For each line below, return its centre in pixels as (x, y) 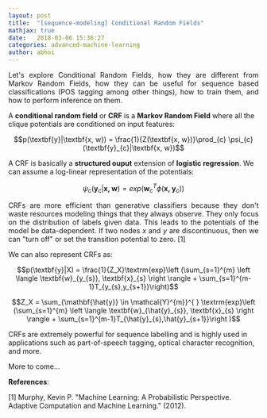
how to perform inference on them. (66, 100)
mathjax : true (32, 30)
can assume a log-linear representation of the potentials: (101, 172)
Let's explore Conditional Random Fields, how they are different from (133, 75)
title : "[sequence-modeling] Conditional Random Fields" (106, 23)
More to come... (34, 366)
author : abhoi (32, 52)
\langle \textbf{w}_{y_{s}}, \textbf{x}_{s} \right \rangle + (106, 278)
